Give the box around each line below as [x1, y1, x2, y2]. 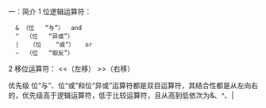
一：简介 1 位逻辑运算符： [8, 7, 92, 16]
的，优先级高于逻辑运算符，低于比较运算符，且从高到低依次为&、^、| [8, 91, 234, 100]
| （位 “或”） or [15, 41, 93, 49]
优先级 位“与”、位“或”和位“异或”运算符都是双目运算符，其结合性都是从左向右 [8, 81, 258, 90]
